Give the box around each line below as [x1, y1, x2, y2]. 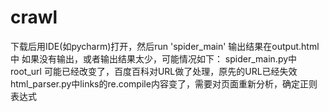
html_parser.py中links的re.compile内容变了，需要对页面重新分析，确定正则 [10, 77, 318, 90]
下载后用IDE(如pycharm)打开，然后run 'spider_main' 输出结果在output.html [10, 40, 320, 52]
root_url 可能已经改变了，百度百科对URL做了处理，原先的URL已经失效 [10, 65, 298, 77]
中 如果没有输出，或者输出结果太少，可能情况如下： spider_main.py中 [10, 52, 298, 65]
